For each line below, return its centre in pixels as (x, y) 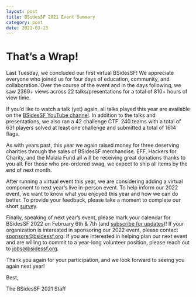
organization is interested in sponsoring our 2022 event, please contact (92, 230)
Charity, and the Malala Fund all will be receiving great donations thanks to (96, 158)
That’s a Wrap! (42, 57)
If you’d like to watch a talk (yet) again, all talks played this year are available (98, 109)
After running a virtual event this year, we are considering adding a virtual (94, 181)
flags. (13, 134)
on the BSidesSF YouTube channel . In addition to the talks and (81, 115)
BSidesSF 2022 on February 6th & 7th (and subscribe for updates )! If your (95, 224)
